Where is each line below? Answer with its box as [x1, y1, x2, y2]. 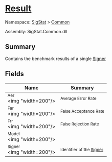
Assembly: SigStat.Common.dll [5, 28, 67, 34]
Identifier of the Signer [60, 147, 104, 152]
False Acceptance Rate [60, 108, 105, 114]
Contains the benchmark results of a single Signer [5, 56, 106, 61]
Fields [5, 70, 24, 78]
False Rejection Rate [60, 121, 99, 127]
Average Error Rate [60, 96, 97, 101]
